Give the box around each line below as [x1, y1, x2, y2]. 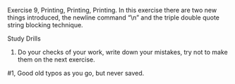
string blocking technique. [7, 21, 83, 29]
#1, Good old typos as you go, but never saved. [7, 69, 145, 77]
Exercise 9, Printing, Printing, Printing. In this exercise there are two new [7, 6, 217, 14]
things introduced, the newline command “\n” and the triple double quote [7, 13, 220, 22]
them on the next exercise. [17, 55, 95, 64]
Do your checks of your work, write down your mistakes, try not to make [17, 48, 228, 56]
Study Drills [7, 34, 41, 43]
